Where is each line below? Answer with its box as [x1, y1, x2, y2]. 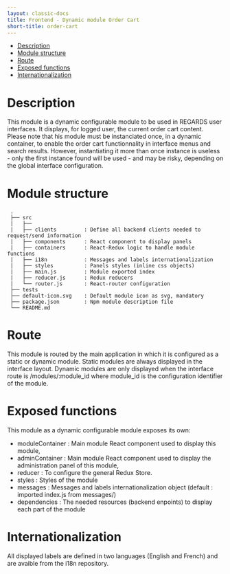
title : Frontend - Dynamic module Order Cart [7, 16, 139, 23]
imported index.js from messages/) [16, 491, 117, 499]
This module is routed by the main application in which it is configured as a [7, 350, 219, 358]
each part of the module [16, 505, 86, 514]
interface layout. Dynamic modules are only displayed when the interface [7, 365, 214, 373]
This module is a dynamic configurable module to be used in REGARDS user [7, 118, 222, 126]
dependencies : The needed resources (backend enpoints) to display [16, 498, 213, 506]
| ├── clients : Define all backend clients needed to [10, 226, 201, 234]
